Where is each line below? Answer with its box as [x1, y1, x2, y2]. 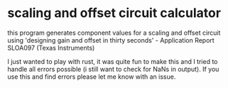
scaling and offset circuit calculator [7, 5, 222, 21]
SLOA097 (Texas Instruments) [7, 43, 95, 52]
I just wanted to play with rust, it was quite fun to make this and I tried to [7, 57, 218, 65]
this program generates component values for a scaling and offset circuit [7, 28, 221, 37]
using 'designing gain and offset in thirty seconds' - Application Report [7, 35, 215, 44]
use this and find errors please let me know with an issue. [7, 72, 176, 81]
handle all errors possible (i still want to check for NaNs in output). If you [7, 65, 219, 73]
